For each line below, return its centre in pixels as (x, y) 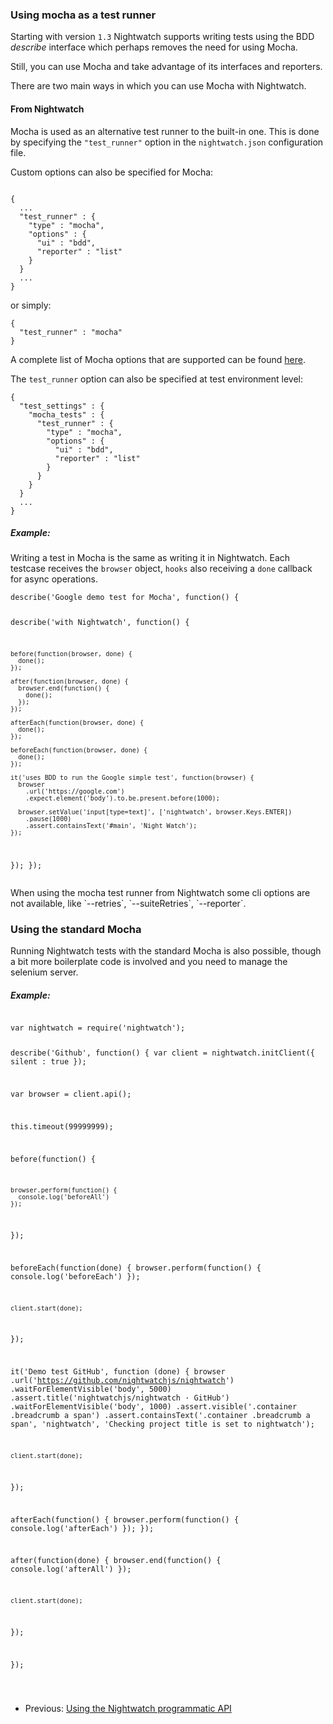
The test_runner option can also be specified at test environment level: (157, 379)
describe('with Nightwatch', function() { (100, 623)
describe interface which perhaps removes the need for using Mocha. (154, 47)
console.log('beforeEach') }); (75, 1276)
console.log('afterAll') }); (71, 1569)
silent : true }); (48, 1062)
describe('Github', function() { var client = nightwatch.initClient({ (162, 1053)
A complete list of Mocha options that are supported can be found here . (158, 359)
